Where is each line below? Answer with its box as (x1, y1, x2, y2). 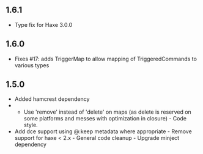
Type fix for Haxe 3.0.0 (14, 21, 73, 28)
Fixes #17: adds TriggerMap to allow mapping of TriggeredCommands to (14, 55, 197, 62)
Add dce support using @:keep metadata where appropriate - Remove (14, 128, 192, 135)
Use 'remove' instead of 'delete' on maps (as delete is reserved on (23, 108, 192, 116)
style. (23, 122, 38, 129)
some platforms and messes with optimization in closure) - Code (23, 115, 187, 122)
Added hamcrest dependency (14, 95, 90, 103)
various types (14, 61, 50, 69)
